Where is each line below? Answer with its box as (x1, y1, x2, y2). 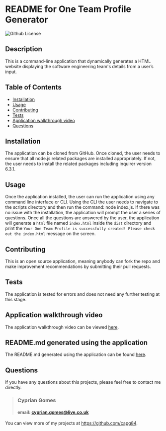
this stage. (5, 296, 27, 302)
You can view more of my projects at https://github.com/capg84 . (5, 420, 138, 426)
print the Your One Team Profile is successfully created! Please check (5, 225, 155, 232)
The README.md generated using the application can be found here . (5, 351, 147, 357)
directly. (5, 384, 22, 391)
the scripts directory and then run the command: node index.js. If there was (5, 204, 160, 210)
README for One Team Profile (5, 3, 132, 15)
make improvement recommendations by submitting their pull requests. (5, 263, 151, 269)
